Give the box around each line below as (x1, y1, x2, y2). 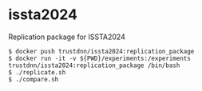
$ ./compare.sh (8, 75, 59, 83)
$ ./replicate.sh (8, 68, 66, 77)
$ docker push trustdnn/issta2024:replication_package (8, 47, 195, 55)
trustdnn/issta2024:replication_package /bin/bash (8, 61, 180, 69)
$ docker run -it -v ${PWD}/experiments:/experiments (8, 54, 192, 62)
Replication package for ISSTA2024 (8, 32, 125, 42)
